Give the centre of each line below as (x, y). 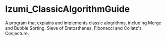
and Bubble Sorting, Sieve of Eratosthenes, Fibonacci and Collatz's (74, 28)
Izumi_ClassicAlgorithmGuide (67, 9)
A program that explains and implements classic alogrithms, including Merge (83, 23)
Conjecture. (17, 33)
